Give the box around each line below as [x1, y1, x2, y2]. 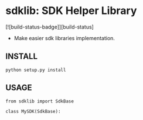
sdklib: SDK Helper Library [5, 4, 137, 17]
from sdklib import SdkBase [5, 98, 74, 104]
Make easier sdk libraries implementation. [13, 34, 115, 41]
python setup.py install [5, 67, 66, 73]
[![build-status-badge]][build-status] [5, 23, 94, 30]
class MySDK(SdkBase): [5, 108, 61, 114]
